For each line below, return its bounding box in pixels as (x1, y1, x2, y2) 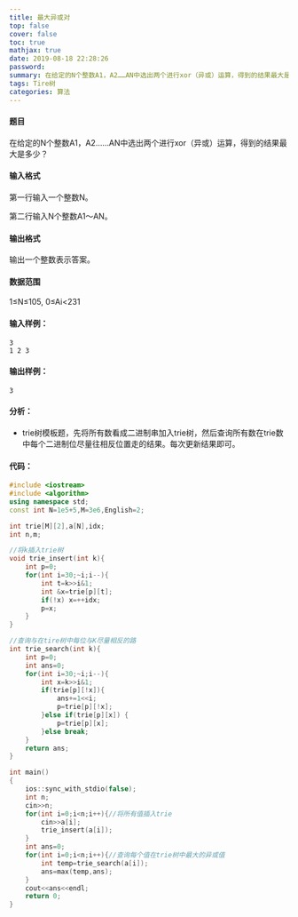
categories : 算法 (9, 87, 71, 96)
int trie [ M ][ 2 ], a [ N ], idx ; (9, 522, 105, 530)
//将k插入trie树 (9, 546, 64, 555)
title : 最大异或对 (9, 12, 71, 22)
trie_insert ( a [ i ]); (41, 825, 114, 835)
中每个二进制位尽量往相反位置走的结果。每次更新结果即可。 (21, 438, 240, 449)
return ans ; (25, 744, 69, 753)
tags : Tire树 (9, 79, 56, 88)
